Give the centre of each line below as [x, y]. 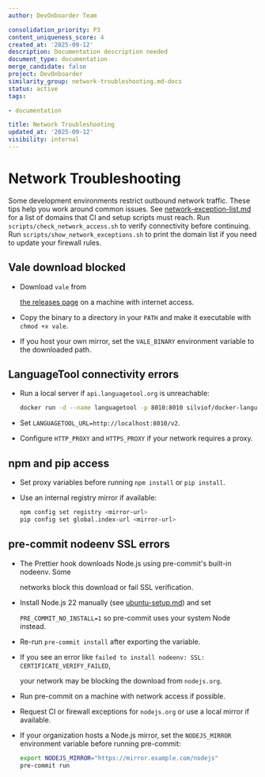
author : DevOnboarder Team [53, 15]
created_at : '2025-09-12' [51, 44]
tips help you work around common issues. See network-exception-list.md [130, 209]
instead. [33, 626]
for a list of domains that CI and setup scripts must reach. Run [109, 217]
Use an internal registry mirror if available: [88, 498]
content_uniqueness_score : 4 [56, 37]
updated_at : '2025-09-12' [51, 132]
